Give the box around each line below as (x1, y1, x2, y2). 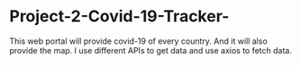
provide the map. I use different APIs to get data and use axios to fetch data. (9, 45, 293, 55)
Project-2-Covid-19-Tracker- (9, 6, 230, 27)
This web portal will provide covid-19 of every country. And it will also (9, 36, 268, 46)
